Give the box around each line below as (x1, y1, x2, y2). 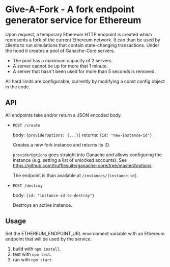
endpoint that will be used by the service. (5, 236, 92, 242)
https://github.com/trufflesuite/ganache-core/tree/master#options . (12, 162, 153, 168)
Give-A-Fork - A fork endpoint (5, 4, 135, 15)
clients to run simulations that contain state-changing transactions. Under (5, 42, 160, 48)
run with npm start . (12, 256, 53, 262)
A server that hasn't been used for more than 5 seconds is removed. (12, 68, 156, 75)
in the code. (5, 83, 31, 90)
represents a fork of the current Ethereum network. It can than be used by (5, 37, 160, 43)
